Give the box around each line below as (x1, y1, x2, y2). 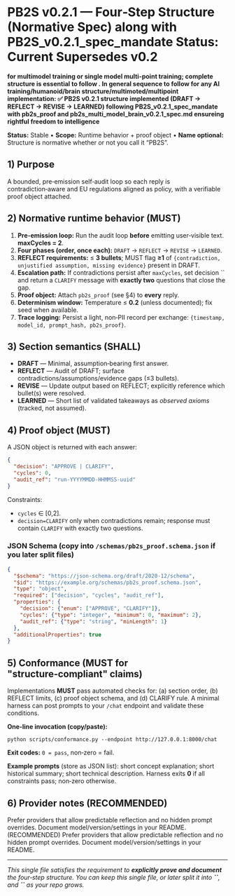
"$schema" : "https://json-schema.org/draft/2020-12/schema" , (13, 572, 196, 579)
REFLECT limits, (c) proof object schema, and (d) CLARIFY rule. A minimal (7, 694, 220, 702)
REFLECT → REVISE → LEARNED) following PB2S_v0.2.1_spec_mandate (7, 102, 218, 111)
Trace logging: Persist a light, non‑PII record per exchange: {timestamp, (17, 313, 225, 321)
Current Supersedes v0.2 (7, 49, 158, 65)
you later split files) (7, 550, 75, 559)
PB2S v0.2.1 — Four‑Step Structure (7, 4, 215, 20)
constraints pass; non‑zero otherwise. (7, 777, 117, 785)
